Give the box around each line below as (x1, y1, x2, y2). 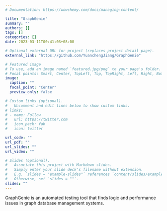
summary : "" (5, 21, 30, 26)
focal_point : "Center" (9, 85, 57, 90)
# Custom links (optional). (5, 98, 64, 103)
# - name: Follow (5, 112, 41, 117)
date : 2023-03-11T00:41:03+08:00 (5, 39, 75, 45)
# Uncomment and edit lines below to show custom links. (5, 103, 130, 108)
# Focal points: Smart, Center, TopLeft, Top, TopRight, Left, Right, (5, 71, 155, 76)
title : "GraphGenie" (5, 16, 48, 21)
